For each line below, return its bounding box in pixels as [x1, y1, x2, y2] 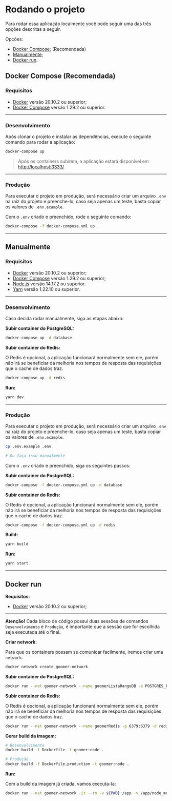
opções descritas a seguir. [5, 26, 61, 32]
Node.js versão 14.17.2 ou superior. [12, 281, 86, 287]
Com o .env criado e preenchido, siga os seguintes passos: [5, 462, 131, 468]
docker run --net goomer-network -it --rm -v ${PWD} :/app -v [5, 791, 139, 796]
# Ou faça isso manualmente [5, 453, 66, 458]
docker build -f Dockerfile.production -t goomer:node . [5, 761, 130, 767]
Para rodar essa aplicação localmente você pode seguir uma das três [5, 21, 152, 27]
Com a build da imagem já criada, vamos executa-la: [5, 781, 116, 787]
